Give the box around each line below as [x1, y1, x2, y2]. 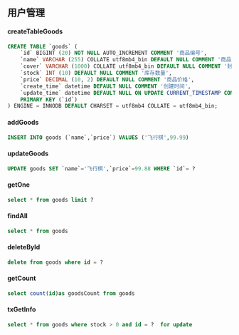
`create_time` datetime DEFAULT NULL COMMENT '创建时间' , [20, 83, 191, 90]
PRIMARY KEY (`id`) [20, 96, 78, 103]
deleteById [7, 243, 41, 252]
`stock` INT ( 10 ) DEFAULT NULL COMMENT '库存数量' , [20, 70, 172, 77]
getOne [7, 180, 31, 189]
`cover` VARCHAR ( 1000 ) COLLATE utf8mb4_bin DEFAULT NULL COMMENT [20, 63, 221, 70]
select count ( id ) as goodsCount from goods [7, 289, 135, 297]
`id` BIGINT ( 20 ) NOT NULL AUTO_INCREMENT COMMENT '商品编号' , [20, 49, 208, 57]
